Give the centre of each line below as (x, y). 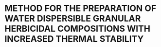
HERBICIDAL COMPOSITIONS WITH (77, 29)
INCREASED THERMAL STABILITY (74, 39)
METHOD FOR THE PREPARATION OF (80, 8)
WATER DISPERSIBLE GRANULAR (73, 18)
